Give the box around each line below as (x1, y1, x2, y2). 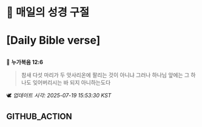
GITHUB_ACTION (6, 111, 73, 122)
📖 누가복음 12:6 (6, 58, 44, 65)
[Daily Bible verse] (6, 34, 101, 47)
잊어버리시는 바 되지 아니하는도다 (32, 79, 111, 86)
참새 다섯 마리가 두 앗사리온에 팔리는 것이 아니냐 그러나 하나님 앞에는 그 (21, 71, 190, 79)
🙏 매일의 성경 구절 (6, 5, 90, 19)
